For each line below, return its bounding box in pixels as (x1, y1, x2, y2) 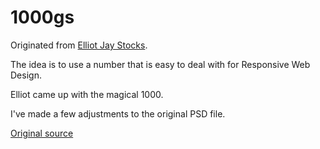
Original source (10, 127, 74, 139)
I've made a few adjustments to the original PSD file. (10, 107, 226, 120)
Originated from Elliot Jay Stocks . (10, 39, 148, 51)
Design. (10, 69, 42, 81)
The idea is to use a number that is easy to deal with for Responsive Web (10, 58, 311, 70)
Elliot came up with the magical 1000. (10, 88, 164, 100)
